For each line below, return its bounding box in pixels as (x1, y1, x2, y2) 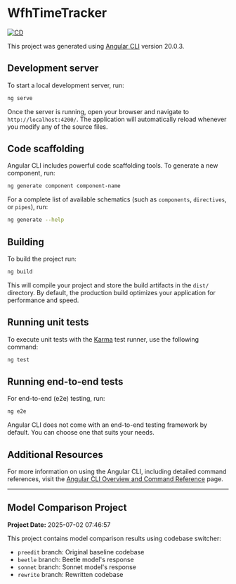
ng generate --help (7, 216, 65, 223)
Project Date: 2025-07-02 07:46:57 (7, 520, 111, 529)
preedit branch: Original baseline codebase (17, 547, 145, 556)
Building (7, 236, 44, 248)
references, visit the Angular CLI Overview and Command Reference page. (7, 475, 223, 483)
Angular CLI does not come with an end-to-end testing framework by (7, 421, 207, 429)
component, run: (7, 169, 55, 178)
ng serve (7, 94, 33, 101)
